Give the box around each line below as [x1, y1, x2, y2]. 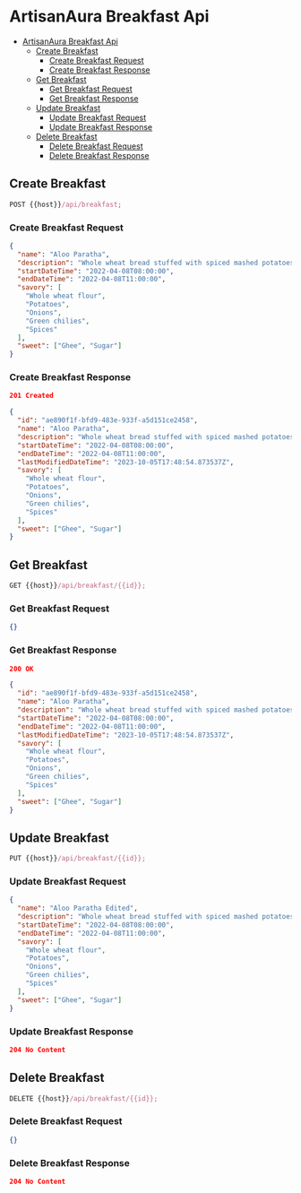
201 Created [9, 392, 54, 401]
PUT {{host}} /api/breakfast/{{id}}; [9, 854, 146, 863]
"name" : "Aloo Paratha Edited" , [17, 903, 139, 913]
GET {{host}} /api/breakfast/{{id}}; [9, 581, 146, 591]
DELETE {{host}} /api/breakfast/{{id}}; [9, 1094, 159, 1103]
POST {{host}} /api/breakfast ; [9, 200, 123, 209]
